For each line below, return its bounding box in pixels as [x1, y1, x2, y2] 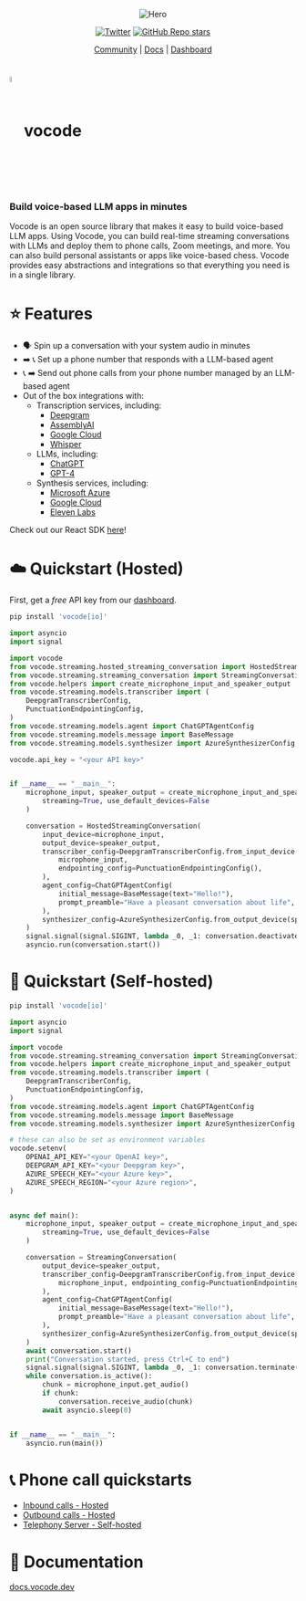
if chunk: [42, 1388, 79, 1398]
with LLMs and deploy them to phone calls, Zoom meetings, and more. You [9, 240, 291, 251]
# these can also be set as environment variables [9, 1135, 206, 1145]
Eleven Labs [49, 507, 96, 518]
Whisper [49, 439, 82, 450]
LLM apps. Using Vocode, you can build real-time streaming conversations [9, 231, 290, 242]
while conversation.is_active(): [25, 1372, 153, 1381]
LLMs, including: [36, 448, 98, 460]
